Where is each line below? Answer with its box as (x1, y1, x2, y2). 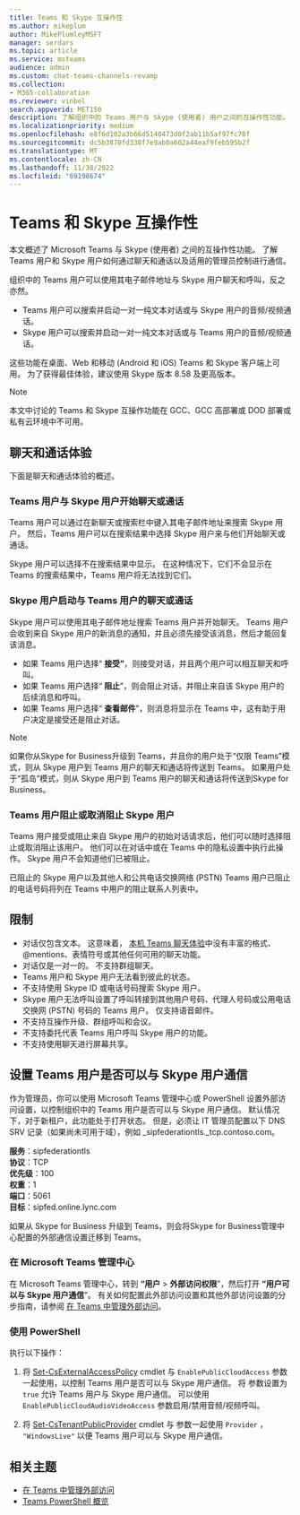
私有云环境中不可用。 (9, 416, 88, 427)
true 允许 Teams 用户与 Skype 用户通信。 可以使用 (21, 1389, 210, 1399)
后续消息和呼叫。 (21, 691, 86, 702)
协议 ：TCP (9, 1156, 49, 1167)
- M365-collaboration (9, 88, 90, 97)
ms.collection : (9, 80, 66, 89)
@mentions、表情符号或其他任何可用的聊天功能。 (21, 948, 206, 959)
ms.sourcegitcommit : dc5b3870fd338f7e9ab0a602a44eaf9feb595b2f (9, 138, 251, 147)
